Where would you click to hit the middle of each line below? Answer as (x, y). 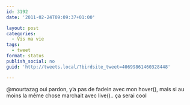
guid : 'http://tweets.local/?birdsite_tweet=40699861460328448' (88, 67)
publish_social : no (31, 61)
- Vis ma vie (28, 39)
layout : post (23, 28)
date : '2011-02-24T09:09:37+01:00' (51, 17)
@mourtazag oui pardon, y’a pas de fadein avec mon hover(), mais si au (95, 89)
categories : (21, 33)
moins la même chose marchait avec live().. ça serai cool (77, 95)
